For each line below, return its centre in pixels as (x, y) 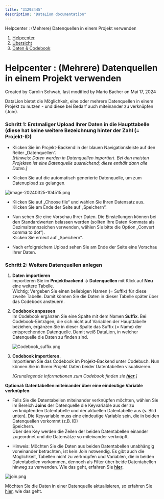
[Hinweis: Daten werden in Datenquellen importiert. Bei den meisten (81, 158)
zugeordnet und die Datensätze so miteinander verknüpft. (70, 437)
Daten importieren (31, 275)
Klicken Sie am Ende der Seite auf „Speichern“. (59, 207)
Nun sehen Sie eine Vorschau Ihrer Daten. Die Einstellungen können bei (84, 217)
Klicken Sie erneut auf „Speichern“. (47, 237)
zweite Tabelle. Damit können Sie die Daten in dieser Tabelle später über (85, 297)
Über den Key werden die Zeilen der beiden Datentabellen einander (80, 431)
